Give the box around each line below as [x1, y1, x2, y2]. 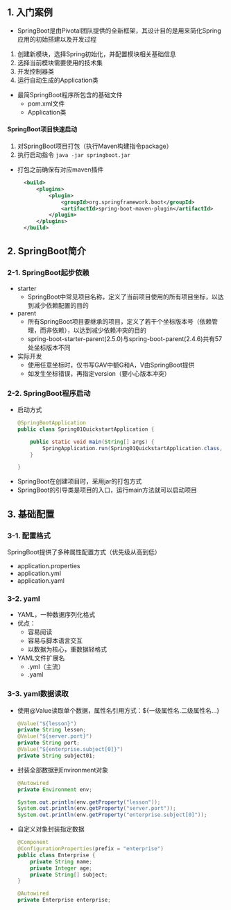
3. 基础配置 [7, 508, 55, 520]
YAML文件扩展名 [17, 654, 65, 662]
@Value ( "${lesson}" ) [17, 720, 77, 727]
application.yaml [17, 576, 65, 585]
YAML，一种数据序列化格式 [17, 611, 96, 619]
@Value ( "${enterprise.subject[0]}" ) [17, 746, 123, 753]
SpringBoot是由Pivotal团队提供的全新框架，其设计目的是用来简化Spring [17, 26, 221, 35]
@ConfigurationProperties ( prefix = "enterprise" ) [17, 845, 164, 852]
